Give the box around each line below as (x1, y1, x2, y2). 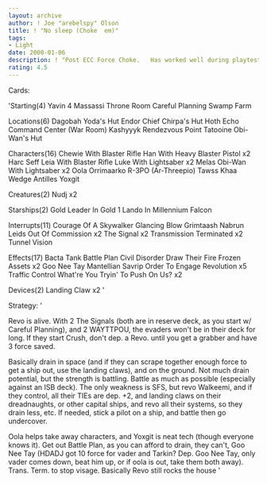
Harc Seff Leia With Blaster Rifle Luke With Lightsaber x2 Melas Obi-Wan (8, 157, 246, 167)
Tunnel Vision (8, 237, 53, 247)
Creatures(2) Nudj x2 (8, 189, 78, 199)
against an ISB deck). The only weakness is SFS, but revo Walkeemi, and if (8, 382, 253, 391)
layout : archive (8, 11, 62, 20)
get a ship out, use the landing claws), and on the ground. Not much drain (8, 365, 250, 375)
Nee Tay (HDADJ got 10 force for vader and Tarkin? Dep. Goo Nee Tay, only (8, 448, 256, 458)
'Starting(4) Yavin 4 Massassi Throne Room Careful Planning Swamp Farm (8, 100, 252, 110)
